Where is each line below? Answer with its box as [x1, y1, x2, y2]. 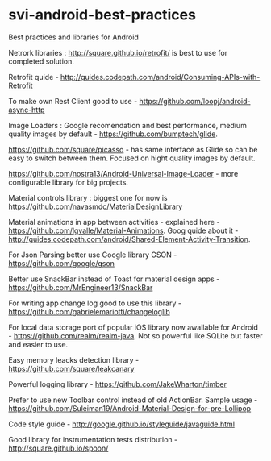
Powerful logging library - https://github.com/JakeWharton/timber [8, 379, 227, 388]
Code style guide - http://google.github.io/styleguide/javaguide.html [8, 419, 236, 429]
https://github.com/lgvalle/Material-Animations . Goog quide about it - [8, 226, 239, 235]
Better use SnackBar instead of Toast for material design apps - [8, 274, 220, 284]
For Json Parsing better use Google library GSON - [8, 250, 177, 260]
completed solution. [8, 56, 75, 66]
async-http [8, 105, 45, 114]
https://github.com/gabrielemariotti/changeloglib [8, 306, 171, 316]
